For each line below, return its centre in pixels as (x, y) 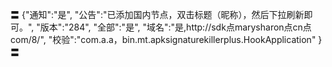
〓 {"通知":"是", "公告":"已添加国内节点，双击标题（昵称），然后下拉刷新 (157, 14)
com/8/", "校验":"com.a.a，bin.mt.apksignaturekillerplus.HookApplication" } (166, 39)
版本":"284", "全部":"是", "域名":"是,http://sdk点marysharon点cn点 (175, 27)
